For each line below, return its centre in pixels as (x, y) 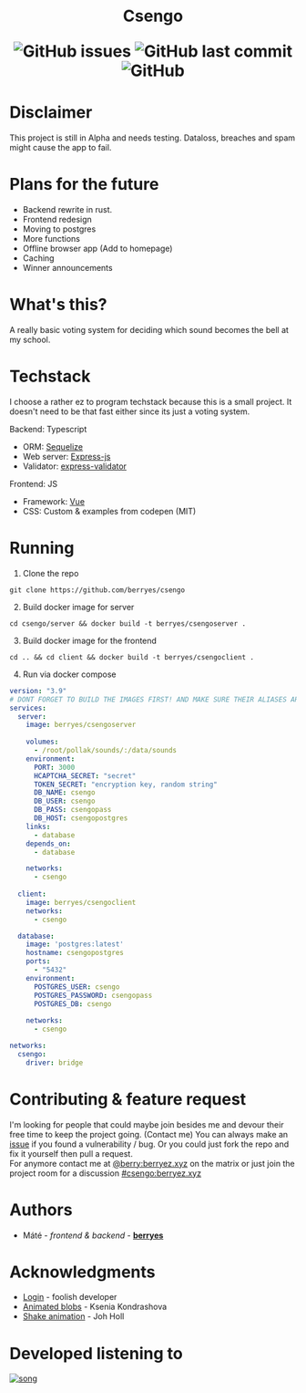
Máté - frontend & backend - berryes (93, 1235)
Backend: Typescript (48, 429)
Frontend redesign (57, 220)
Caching (38, 258)
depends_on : (48, 844)
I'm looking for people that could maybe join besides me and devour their (147, 1124)
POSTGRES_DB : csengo (72, 1003)
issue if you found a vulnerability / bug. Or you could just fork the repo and (149, 1144)
